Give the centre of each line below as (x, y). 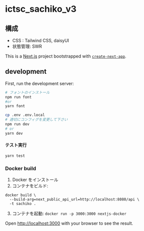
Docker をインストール (35, 180)
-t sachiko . (23, 204)
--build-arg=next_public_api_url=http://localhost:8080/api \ (74, 200)
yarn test (15, 156)
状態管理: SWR (27, 46)
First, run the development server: (40, 83)
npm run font (18, 97)
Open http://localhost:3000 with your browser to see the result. (69, 223)
